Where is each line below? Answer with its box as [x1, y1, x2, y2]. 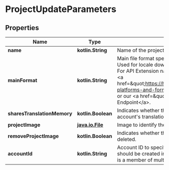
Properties [5, 24, 39, 32]
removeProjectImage [8, 133, 59, 139]
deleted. [117, 136, 137, 142]
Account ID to [117, 144, 149, 151]
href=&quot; [117, 80, 146, 87]
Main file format [117, 55, 154, 62]
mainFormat [8, 77, 38, 84]
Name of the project [117, 47, 164, 54]
